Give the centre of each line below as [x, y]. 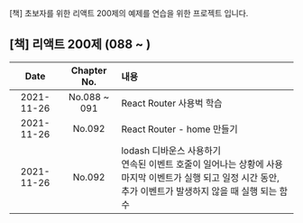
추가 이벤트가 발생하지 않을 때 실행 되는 [199, 190]
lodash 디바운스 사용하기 [171, 150]
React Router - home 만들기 [180, 129]
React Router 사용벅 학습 [172, 103]
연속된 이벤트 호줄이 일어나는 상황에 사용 [202, 163]
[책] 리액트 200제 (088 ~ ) [80, 45]
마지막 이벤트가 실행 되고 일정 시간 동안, [200, 177]
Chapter [89, 70]
